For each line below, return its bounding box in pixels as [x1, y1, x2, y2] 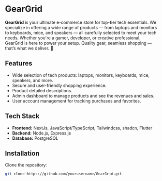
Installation [5, 149, 40, 157]
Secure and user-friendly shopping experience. [12, 82, 107, 88]
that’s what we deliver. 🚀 [5, 45, 54, 51]
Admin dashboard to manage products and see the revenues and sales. [12, 93, 155, 99]
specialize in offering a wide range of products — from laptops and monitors [5, 24, 157, 30]
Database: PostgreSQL [12, 135, 59, 141]
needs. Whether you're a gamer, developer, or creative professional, [5, 35, 141, 41]
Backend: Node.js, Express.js [12, 130, 71, 136]
